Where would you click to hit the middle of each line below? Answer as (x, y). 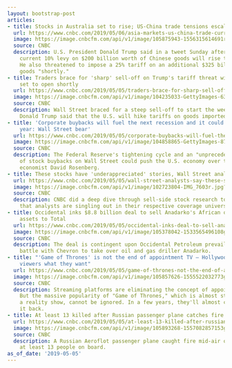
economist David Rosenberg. (60, 167)
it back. (32, 309)
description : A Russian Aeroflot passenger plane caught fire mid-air (117, 341)
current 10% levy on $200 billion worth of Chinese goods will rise (120, 59)
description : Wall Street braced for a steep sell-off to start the (114, 110)
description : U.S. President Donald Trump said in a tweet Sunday (111, 52)
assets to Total (43, 219)
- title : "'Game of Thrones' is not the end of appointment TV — (103, 258)
